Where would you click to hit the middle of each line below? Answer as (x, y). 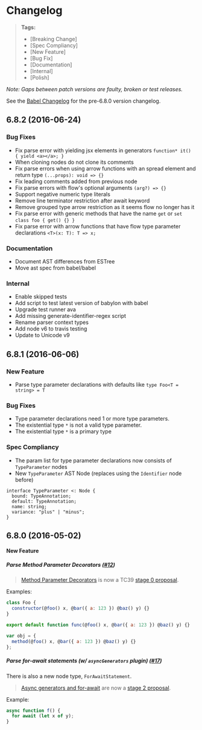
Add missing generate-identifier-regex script (71, 316)
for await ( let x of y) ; (43, 716)
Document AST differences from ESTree (65, 261)
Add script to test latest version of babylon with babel (81, 303)
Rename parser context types (52, 322)
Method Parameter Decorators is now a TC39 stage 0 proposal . (100, 580)
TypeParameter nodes (41, 467)
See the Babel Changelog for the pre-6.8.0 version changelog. (84, 101)
